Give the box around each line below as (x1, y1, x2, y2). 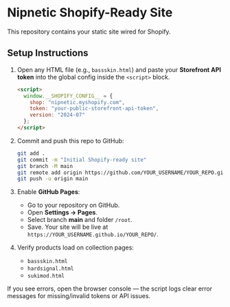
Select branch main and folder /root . (27, 216, 133, 224)
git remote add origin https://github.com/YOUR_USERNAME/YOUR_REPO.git (16, 169, 227, 176)
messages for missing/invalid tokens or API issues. (7, 292, 151, 300)
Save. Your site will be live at (27, 223, 108, 231)
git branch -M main (16, 162, 73, 169)
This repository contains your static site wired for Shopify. (7, 27, 171, 36)
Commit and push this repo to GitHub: (16, 136, 125, 145)
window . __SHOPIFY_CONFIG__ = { (23, 93, 113, 99)
